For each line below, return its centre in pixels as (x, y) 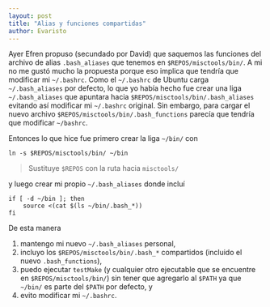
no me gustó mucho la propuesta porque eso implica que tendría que (123, 71)
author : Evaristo (38, 31)
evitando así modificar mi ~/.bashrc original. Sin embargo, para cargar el (129, 105)
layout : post (30, 16)
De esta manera (35, 228)
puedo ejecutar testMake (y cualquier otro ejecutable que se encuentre (138, 270)
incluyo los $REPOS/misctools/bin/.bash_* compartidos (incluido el (131, 253)
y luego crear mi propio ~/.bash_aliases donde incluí (97, 184)
